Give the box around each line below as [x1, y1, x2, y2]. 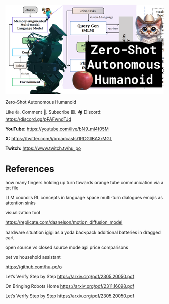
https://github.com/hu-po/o [5, 264, 62, 270]
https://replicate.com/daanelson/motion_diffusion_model [5, 219, 123, 225]
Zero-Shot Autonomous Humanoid [5, 99, 77, 105]
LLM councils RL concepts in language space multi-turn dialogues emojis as [5, 195, 163, 201]
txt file [5, 185, 19, 191]
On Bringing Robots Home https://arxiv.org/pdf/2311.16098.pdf [5, 283, 135, 289]
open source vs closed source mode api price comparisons [5, 244, 128, 251]
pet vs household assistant [5, 254, 61, 260]
